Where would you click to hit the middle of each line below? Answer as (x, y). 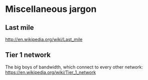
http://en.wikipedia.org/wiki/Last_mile (44, 39)
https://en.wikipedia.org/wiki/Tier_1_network (50, 72)
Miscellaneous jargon (51, 9)
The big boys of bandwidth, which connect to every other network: (74, 67)
